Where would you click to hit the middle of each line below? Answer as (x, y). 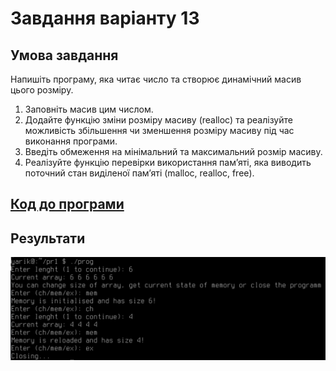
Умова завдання (64, 55)
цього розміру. (42, 90)
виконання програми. (71, 141)
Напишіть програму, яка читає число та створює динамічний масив (156, 79)
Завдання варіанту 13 (105, 18)
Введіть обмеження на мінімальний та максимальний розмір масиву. (173, 151)
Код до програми (67, 204)
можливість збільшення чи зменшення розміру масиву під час (159, 130)
